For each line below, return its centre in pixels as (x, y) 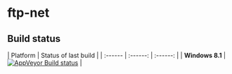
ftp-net (28, 13)
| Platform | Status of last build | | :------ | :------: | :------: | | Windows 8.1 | (117, 55)
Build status (34, 39)
